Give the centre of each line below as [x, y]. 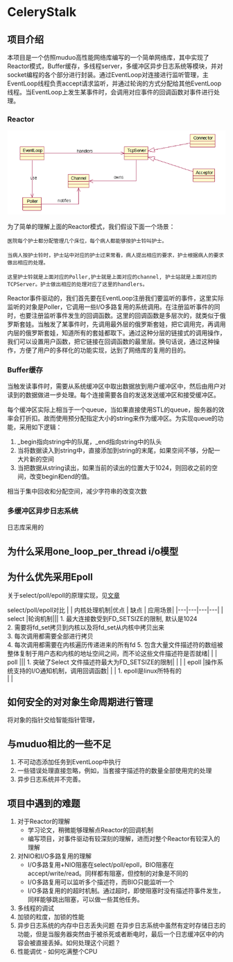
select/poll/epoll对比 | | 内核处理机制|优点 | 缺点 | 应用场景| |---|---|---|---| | [115, 610]
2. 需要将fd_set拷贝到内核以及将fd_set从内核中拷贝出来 [86, 627]
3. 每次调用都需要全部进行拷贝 [50, 636]
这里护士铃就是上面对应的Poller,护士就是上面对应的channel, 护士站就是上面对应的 [112, 277]
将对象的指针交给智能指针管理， [53, 720]
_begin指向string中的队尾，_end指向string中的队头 [89, 442]
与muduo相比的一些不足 [59, 744]
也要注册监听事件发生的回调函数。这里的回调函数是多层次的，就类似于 [119, 315]
